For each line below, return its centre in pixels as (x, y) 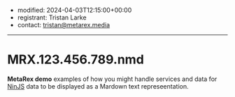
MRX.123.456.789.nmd (76, 60)
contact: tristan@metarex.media (64, 25)
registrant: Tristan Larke (52, 17)
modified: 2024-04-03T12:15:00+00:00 (74, 10)
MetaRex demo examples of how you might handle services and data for (112, 79)
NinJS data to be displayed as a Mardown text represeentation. (98, 86)
